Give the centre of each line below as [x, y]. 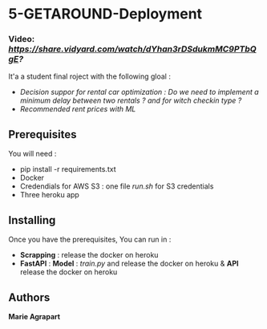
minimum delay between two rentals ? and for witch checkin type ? [131, 100]
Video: [22, 39]
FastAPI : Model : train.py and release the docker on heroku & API [129, 264]
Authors [29, 297]
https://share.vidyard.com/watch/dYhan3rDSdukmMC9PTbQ [132, 49]
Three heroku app [50, 195]
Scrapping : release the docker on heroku [89, 255]
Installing [32, 220]
